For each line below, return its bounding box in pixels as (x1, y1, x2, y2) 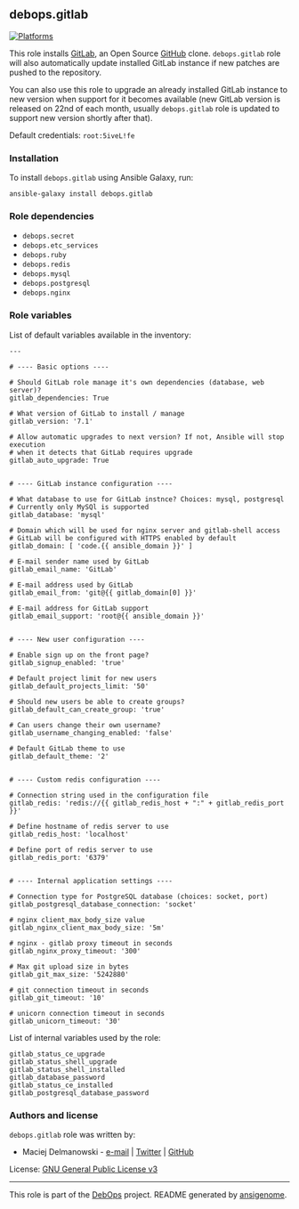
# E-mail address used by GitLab (9, 580, 133, 589)
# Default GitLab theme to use (9, 743, 125, 753)
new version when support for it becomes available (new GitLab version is (9, 93, 281, 104)
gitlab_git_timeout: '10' (9, 993, 105, 1002)
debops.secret (21, 231, 75, 241)
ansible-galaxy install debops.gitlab (9, 190, 153, 199)
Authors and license (9, 1108, 99, 1121)
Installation (9, 151, 60, 164)
